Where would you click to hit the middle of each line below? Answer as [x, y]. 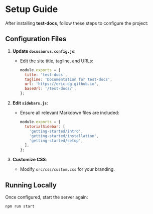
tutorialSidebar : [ [45, 127]
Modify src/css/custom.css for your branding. [67, 169]
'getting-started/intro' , [56, 131]
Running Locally [31, 185]
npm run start [20, 206]
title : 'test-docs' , [46, 75]
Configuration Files [36, 39]
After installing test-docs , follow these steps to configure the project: [77, 23]
